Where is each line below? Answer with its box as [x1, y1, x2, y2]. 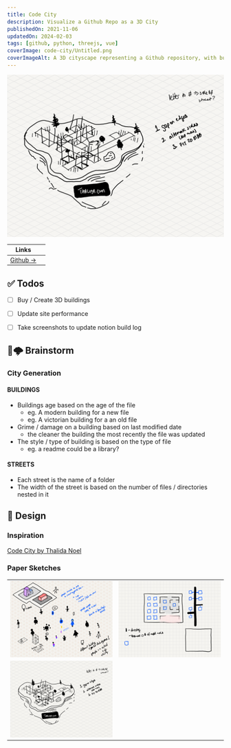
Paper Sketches [7, 563, 61, 573]
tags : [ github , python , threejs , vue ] [7, 40, 118, 47]
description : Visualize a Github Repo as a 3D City [7, 18, 158, 25]
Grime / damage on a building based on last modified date [16, 422, 182, 431]
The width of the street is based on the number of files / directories [16, 483, 208, 491]
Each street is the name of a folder [16, 475, 115, 484]
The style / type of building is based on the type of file [16, 437, 172, 446]
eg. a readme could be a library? [27, 444, 120, 453]
